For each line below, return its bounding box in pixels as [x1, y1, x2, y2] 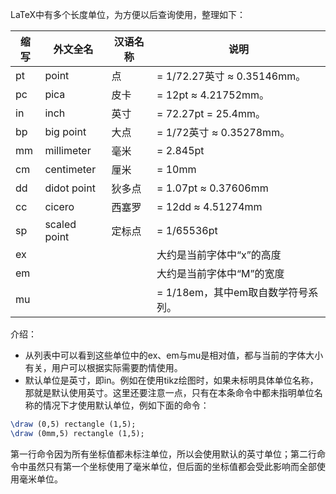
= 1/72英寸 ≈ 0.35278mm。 [156, 126, 291, 139]
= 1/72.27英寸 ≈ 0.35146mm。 [156, 69, 307, 83]
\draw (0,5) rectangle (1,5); [10, 419, 137, 429]
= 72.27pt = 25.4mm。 [156, 107, 266, 120]
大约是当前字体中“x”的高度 [156, 248, 282, 262]
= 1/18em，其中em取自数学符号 [156, 286, 309, 299]
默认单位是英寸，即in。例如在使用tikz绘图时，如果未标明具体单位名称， [24, 374, 319, 386]
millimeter [44, 144, 92, 157]
